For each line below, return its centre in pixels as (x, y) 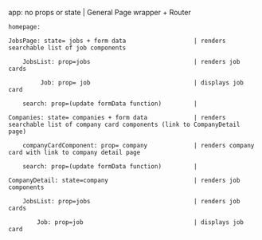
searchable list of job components (67, 48)
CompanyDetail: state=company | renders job (124, 180)
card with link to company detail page (74, 152)
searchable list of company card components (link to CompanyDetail (124, 124)
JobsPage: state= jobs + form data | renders (117, 41)
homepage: (25, 27)
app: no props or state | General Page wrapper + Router (100, 12)
